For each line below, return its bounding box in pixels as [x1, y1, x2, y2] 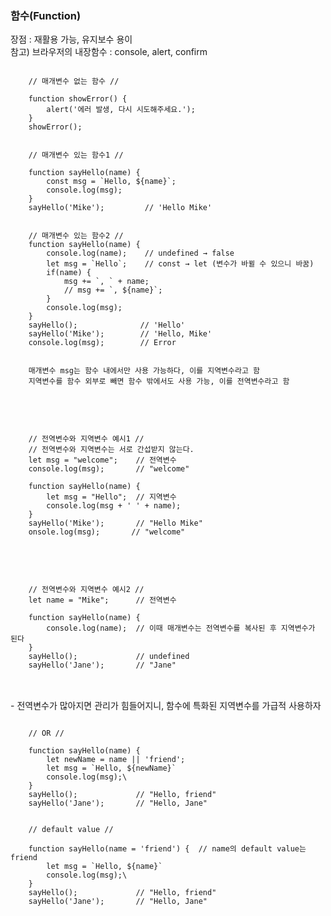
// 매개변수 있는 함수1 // [28, 150, 124, 161]
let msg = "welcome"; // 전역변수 [28, 455, 177, 466]
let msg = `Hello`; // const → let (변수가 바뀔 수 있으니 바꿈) [46, 259, 315, 269]
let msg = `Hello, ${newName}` [46, 763, 177, 774]
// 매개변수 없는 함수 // [28, 77, 120, 87]
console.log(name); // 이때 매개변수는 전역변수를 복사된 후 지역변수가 [46, 623, 316, 634]
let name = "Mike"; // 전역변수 [28, 595, 177, 606]
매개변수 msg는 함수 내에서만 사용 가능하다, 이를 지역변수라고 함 [28, 366, 260, 376]
